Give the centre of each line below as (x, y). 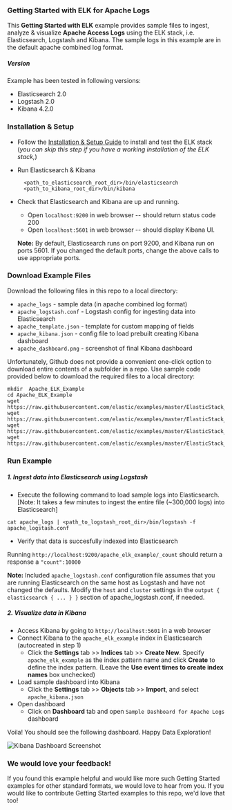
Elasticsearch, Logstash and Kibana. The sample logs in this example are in (114, 40)
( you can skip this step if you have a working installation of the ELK (113, 149)
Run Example (30, 461)
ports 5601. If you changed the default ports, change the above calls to (118, 250)
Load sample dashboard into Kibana (68, 682)
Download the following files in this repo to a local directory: (93, 291)
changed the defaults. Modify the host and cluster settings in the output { (114, 589)
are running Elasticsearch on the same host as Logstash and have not (106, 582)
